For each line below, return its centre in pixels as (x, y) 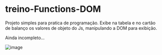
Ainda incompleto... (25, 38)
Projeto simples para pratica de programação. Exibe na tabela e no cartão (81, 23)
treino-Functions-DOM (53, 9)
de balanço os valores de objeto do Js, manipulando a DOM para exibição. (81, 28)
